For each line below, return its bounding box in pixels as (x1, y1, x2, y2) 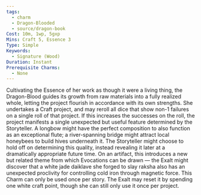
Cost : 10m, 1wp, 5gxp (6, 31, 61, 37)
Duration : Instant (6, 59, 52, 65)
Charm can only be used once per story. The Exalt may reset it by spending (6, 176, 193, 183)
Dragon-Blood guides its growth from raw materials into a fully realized (6, 93, 182, 100)
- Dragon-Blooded (11, 20, 55, 26)
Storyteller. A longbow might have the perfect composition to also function (6, 125, 191, 132)
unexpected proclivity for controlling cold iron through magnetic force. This (6, 169, 192, 177)
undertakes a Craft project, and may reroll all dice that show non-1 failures (6, 106, 189, 113)
